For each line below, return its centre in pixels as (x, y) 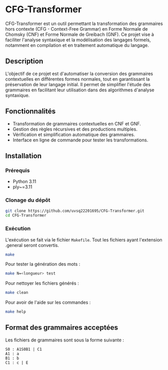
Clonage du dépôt (28, 200)
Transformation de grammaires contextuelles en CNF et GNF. (77, 124)
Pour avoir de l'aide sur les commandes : (48, 303)
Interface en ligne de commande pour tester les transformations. (80, 140)
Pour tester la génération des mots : (43, 264)
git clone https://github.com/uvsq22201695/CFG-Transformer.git (75, 211)
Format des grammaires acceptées (62, 328)
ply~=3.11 (22, 187)
